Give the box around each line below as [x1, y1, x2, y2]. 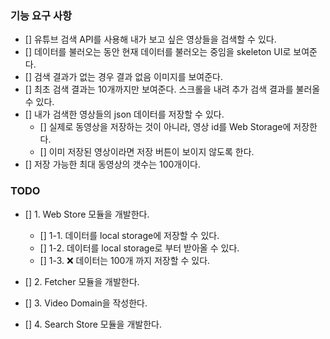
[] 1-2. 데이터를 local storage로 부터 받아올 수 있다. [39, 242, 240, 254]
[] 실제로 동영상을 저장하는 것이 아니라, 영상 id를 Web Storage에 [39, 121, 292, 133]
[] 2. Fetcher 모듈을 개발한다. [24, 275, 140, 287]
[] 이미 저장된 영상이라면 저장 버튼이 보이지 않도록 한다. [39, 146, 255, 158]
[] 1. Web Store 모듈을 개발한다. [24, 208, 150, 220]
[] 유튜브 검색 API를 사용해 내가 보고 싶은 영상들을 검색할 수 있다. [24, 33, 277, 46]
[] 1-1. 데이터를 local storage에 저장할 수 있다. [39, 229, 220, 241]
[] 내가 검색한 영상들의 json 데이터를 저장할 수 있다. [24, 108, 225, 121]
